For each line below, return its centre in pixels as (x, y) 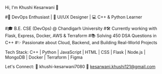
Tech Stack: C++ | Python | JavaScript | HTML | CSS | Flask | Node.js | (75, 52)
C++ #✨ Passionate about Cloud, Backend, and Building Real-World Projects (81, 43)
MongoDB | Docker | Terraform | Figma (44, 57)
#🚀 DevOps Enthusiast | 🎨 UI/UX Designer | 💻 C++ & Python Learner (74, 17)
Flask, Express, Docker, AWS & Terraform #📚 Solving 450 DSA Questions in (81, 36)
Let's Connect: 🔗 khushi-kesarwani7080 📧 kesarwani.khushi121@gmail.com (80, 67)
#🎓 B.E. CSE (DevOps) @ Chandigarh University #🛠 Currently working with (81, 28)
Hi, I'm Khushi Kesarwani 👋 (32, 7)
